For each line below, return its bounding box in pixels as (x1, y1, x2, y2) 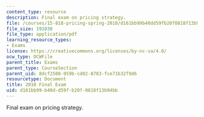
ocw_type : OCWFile (6, 54, 53, 60)
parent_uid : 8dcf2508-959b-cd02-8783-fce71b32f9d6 (6, 71, 137, 77)
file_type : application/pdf (6, 31, 78, 37)
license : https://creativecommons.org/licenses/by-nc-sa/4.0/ (6, 48, 167, 54)
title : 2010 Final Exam (6, 82, 67, 88)
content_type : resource (6, 8, 67, 15)
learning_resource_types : (6, 37, 72, 43)
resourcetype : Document (6, 76, 67, 82)
